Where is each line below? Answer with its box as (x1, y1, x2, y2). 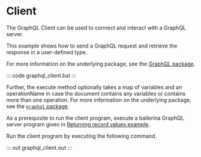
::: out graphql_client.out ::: (6, 144, 73, 151)
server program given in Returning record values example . (6, 120, 151, 128)
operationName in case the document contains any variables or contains (6, 90, 186, 97)
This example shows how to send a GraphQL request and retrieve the (6, 42, 178, 49)
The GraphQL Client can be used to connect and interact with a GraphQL (6, 24, 187, 31)
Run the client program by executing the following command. (6, 132, 157, 140)
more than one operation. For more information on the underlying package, (6, 96, 192, 103)
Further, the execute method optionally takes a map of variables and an (6, 83, 182, 91)
